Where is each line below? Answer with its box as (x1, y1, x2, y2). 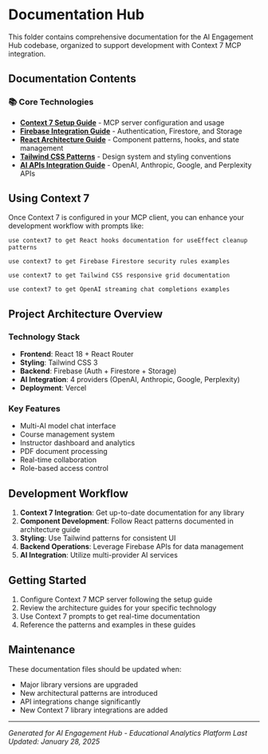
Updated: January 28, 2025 (8, 736, 100, 746)
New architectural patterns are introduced (19, 688, 158, 697)
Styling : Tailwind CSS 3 (19, 357, 98, 368)
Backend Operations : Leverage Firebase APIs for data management (19, 542, 244, 551)
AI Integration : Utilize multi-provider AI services (19, 551, 178, 560)
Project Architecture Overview (8, 307, 164, 321)
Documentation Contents (8, 72, 137, 85)
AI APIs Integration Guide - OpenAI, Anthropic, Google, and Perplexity (19, 160, 252, 169)
